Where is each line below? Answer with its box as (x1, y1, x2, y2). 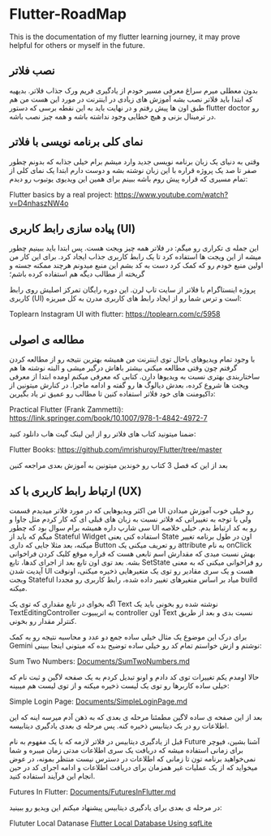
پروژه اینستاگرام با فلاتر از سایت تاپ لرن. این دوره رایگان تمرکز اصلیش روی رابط (9, 285, 256, 295)
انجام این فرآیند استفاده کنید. (9, 771, 96, 781)
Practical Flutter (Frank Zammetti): (9, 405, 124, 414)
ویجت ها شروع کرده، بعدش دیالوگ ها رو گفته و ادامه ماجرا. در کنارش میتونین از (9, 380, 249, 390)
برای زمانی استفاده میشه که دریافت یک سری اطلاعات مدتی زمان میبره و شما (9, 745, 244, 755)
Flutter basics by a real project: (9, 189, 113, 199)
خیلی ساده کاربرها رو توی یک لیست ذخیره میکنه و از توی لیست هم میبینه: (9, 681, 230, 691)
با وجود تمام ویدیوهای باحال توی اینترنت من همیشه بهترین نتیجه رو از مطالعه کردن (9, 354, 256, 364)
